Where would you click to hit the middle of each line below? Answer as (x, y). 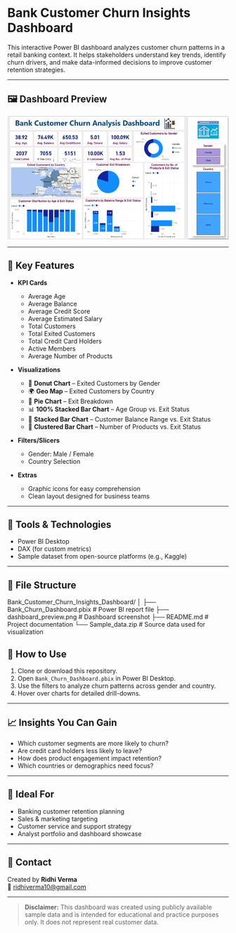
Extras (27, 475)
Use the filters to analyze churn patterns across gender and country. (117, 686)
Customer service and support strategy (74, 826)
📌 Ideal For (31, 794)
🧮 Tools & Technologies (59, 525)
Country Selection (54, 461)
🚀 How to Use (37, 654)
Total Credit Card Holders (65, 341)
